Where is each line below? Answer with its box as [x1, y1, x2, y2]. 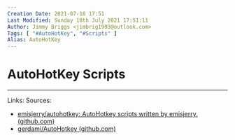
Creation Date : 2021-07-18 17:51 [7, 10, 105, 17]
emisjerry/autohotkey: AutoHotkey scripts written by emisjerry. [17, 110, 198, 118]
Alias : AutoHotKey [7, 36, 61, 43]
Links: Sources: [7, 96, 52, 105]
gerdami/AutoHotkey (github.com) [17, 125, 117, 133]
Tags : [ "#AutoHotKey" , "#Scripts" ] [7, 29, 117, 37]
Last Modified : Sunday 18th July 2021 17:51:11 [7, 17, 149, 24]
